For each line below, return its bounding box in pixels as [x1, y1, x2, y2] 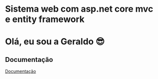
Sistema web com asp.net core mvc [5, 3, 154, 15]
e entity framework [5, 14, 85, 25]
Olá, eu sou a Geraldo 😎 [5, 36, 105, 47]
